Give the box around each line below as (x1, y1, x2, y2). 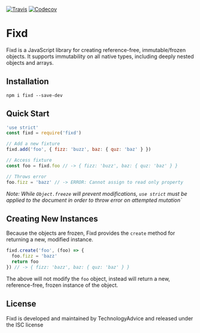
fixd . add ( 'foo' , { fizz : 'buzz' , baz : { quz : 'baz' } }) (6, 147, 151, 153)
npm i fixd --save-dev (6, 92, 63, 98)
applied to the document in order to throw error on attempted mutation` (6, 196, 183, 204)
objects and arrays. (6, 59, 54, 66)
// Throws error (6, 174, 47, 180)
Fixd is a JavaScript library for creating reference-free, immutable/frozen (6, 46, 186, 53)
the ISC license (6, 321, 44, 328)
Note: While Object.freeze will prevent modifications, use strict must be (6, 190, 187, 197)
